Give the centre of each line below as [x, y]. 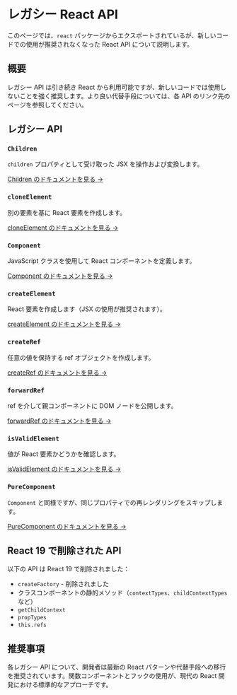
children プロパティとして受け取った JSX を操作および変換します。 [105, 164]
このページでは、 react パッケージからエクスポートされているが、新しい [112, 35]
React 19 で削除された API [64, 550]
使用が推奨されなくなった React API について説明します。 [109, 44]
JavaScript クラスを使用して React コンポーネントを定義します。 [102, 261]
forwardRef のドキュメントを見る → [59, 421]
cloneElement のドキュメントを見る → [63, 228]
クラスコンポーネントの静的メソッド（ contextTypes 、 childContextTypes [122, 593]
